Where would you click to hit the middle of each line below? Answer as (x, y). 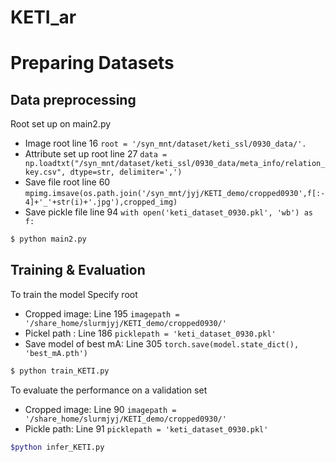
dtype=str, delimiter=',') (126, 172)
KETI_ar (43, 17)
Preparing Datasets (92, 63)
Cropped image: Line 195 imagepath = (102, 313)
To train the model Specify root (74, 294)
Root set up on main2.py (61, 124)
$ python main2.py (48, 239)
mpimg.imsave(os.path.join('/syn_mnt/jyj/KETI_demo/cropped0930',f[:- (175, 194)
